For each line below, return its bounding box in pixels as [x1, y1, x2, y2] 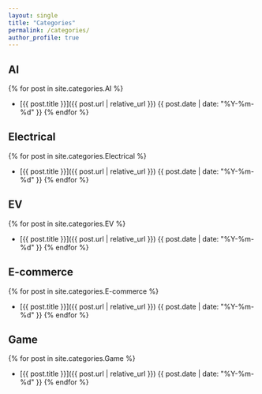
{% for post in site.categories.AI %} [8, 84, 124, 93]
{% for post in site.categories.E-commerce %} [8, 286, 159, 296]
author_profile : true [8, 33, 80, 42]
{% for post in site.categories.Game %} [8, 354, 136, 363]
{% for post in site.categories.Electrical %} [8, 151, 148, 160]
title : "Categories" [8, 19, 77, 27]
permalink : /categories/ [8, 26, 90, 34]
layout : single [8, 11, 58, 20]
